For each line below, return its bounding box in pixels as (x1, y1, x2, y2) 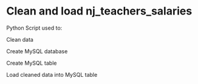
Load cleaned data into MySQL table (6, 71, 98, 78)
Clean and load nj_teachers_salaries (6, 4, 193, 18)
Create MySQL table (6, 59, 57, 66)
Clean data (6, 36, 33, 43)
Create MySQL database (6, 47, 68, 55)
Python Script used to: (6, 24, 63, 31)
